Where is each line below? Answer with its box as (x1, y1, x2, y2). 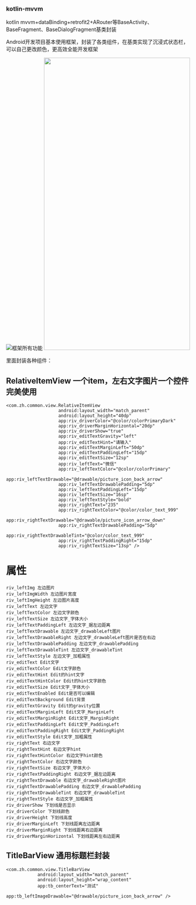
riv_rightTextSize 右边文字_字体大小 (6, 765, 91, 771)
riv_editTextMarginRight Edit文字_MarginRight (6, 716, 120, 721)
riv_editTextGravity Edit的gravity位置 (6, 703, 100, 709)
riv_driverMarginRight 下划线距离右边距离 (6, 827, 103, 833)
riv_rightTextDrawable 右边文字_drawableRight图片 (6, 778, 127, 783)
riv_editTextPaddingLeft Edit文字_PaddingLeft (6, 721, 120, 728)
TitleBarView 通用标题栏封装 (6, 851, 110, 861)
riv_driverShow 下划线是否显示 (6, 803, 76, 809)
